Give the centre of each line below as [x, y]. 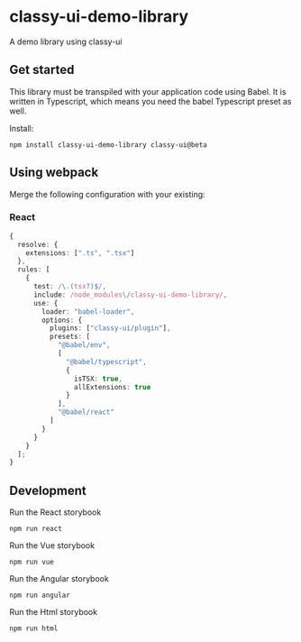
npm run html [34, 628]
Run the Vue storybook [52, 546]
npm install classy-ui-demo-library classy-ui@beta [108, 145]
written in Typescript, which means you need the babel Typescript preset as [150, 101]
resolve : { [38, 244]
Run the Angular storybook [59, 579]
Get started [42, 70]
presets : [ [70, 337]
